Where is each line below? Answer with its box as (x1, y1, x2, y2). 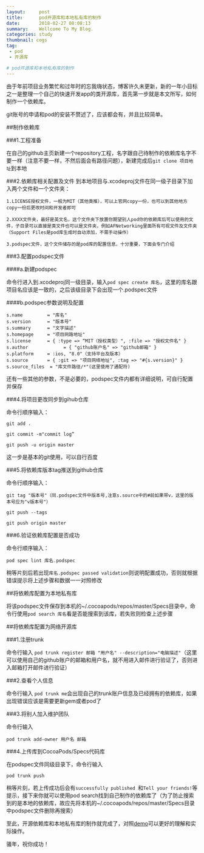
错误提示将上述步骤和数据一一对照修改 (6, 576, 102, 583)
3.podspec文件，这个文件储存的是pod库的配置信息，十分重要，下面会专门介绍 (6, 241, 175, 247)
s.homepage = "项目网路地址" (6, 331, 86, 338)
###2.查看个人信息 (6, 676, 53, 684)
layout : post (6, 8, 50, 15)
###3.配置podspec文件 (6, 253, 65, 260)
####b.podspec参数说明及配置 (6, 299, 84, 306)
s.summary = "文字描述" (6, 325, 76, 331)
